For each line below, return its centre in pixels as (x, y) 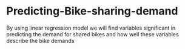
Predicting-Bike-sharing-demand (92, 11)
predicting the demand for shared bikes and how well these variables (92, 34)
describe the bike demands (40, 41)
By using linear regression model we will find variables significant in (91, 28)
